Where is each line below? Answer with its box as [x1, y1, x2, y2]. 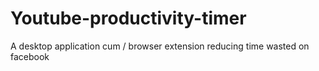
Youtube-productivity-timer [10, 7, 247, 30]
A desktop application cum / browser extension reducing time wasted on [10, 40, 310, 52]
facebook [10, 50, 50, 62]
